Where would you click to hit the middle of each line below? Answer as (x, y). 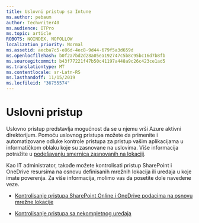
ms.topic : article (29, 34)
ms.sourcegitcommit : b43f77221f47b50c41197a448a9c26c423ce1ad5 (86, 61)
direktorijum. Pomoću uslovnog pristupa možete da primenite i (82, 135)
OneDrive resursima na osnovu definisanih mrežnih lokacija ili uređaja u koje (99, 172)
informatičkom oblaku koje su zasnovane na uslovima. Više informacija (92, 147)
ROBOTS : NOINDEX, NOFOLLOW (39, 39)
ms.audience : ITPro (30, 28)
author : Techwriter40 (33, 22)
